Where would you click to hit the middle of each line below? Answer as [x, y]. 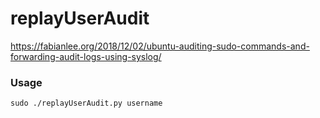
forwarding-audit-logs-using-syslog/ [86, 56]
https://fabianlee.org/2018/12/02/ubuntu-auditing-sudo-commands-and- [160, 46]
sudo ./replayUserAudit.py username [86, 103]
